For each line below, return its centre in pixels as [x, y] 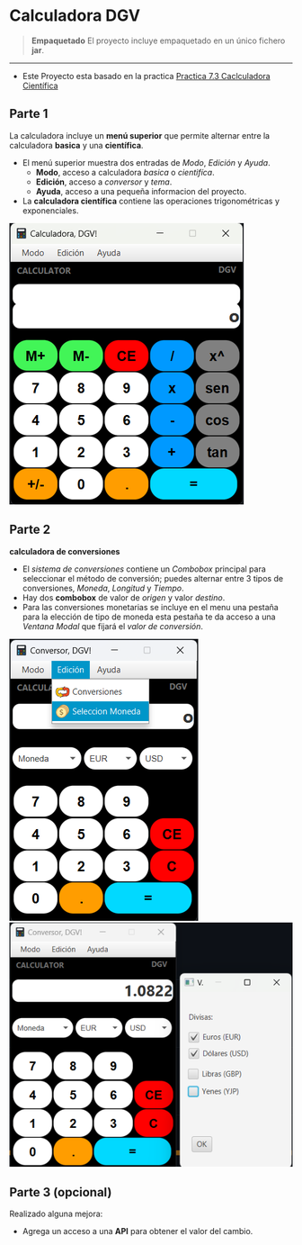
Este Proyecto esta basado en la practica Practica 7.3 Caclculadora [147, 76]
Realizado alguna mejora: [56, 1214]
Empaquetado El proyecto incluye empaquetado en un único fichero [158, 41]
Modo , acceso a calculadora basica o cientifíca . [125, 172]
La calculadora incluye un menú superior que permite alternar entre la [140, 135]
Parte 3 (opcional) [61, 1192]
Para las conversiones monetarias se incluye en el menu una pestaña [150, 607]
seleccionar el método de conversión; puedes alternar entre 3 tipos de [153, 578]
